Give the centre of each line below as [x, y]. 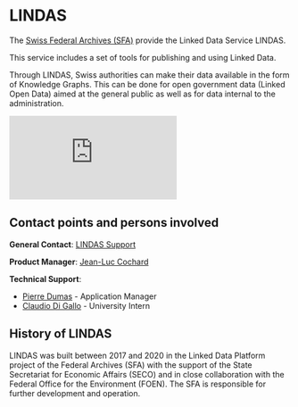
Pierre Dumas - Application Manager [89, 296]
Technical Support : [46, 278]
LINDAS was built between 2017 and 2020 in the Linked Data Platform [137, 355]
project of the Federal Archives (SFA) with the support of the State [131, 365]
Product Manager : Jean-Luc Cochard [79, 262]
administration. [37, 103]
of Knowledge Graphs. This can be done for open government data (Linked [147, 84]
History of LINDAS [61, 334]
